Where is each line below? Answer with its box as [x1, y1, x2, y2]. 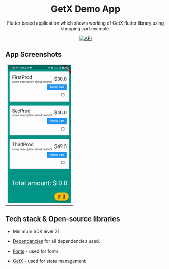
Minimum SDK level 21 [12, 228, 60, 234]
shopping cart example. [61, 25, 110, 31]
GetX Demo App [50, 3, 121, 15]
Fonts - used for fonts [12, 248, 59, 254]
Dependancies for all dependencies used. [12, 238, 100, 244]
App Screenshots [5, 50, 62, 59]
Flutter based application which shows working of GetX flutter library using [7, 20, 164, 26]
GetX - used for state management [12, 258, 86, 264]
